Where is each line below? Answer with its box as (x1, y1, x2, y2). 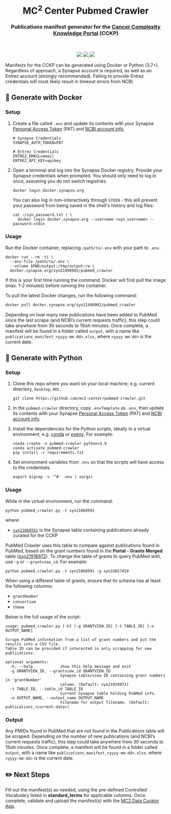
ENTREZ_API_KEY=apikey (12, 158, 61, 163)
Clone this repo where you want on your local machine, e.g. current (12, 380, 155, 387)
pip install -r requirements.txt (12, 450, 84, 455)
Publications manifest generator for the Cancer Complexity (11, 24, 161, 31)
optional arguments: (5, 659, 50, 664)
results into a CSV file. (5, 641, 60, 646)
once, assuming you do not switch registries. (12, 178, 107, 184)
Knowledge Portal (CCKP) (53, 30, 119, 37)
